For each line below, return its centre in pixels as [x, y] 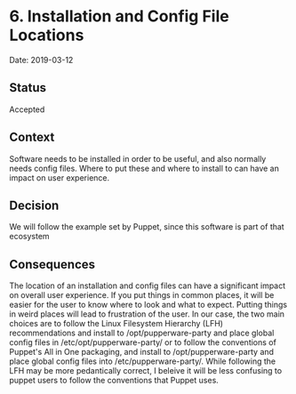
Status [28, 88]
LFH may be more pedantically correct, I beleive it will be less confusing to [146, 371]
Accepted [27, 109]
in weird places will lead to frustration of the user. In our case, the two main [147, 314]
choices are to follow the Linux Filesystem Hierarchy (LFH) [116, 324]
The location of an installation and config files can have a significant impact [148, 285]
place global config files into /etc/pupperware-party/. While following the [143, 361]
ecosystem [30, 237]
